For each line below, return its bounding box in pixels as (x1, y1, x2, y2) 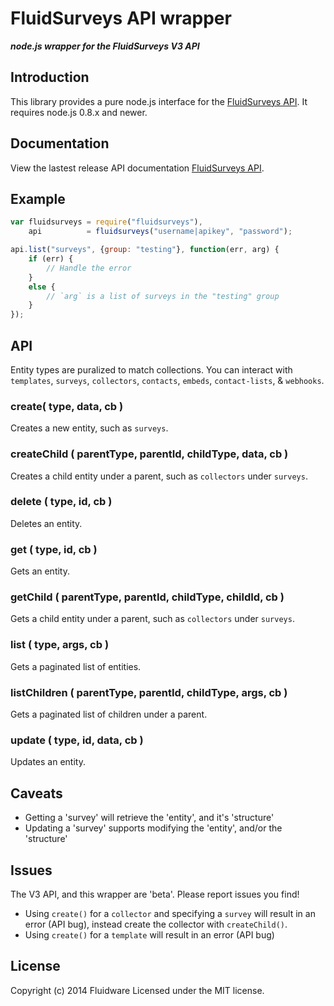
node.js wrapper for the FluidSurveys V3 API (10, 40, 200, 52)
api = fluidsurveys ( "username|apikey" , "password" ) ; (28, 227, 293, 237)
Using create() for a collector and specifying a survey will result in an (24, 907, 316, 919)
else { (28, 282, 56, 292)
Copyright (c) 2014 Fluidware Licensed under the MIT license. (10, 984, 265, 996)
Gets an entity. (10, 565, 70, 577)
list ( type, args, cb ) (10, 638, 110, 652)
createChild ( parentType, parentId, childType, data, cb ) (10, 447, 289, 461)
